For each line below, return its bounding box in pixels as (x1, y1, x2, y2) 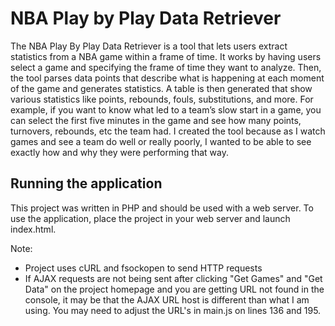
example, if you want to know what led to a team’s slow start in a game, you (10, 103, 322, 116)
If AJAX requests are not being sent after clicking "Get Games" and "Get (24, 272, 323, 284)
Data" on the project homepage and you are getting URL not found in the (24, 283, 325, 295)
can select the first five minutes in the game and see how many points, (10, 114, 302, 126)
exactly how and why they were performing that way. (10, 146, 230, 158)
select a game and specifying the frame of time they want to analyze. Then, (10, 61, 322, 73)
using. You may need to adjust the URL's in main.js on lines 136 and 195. (24, 304, 322, 316)
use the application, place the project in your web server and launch (10, 212, 291, 224)
